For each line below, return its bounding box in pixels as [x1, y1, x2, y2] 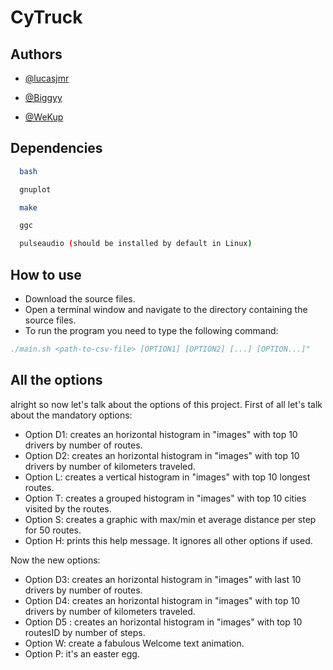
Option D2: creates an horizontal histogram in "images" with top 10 [24, 449, 300, 461]
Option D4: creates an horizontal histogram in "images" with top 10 [24, 594, 301, 606]
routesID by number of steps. [24, 626, 146, 638]
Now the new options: [10, 554, 101, 566]
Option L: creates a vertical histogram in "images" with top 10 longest [24, 471, 311, 483]
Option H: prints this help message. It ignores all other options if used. [24, 534, 313, 546]
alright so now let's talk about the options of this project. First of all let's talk [10, 398, 323, 410]
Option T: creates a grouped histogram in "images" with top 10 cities [24, 492, 307, 504]
